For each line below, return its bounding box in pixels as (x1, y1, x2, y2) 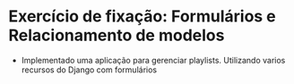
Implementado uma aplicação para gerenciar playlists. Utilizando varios (21, 55, 286, 65)
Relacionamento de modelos (8, 25, 225, 46)
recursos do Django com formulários (21, 64, 158, 75)
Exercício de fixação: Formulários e (8, 6, 277, 27)
